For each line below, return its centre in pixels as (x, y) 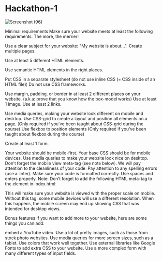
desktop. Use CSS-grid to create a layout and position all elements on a (76, 118)
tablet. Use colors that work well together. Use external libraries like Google (80, 243)
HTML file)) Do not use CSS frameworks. (46, 84)
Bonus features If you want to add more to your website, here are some (76, 218)
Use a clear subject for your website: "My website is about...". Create (74, 46)
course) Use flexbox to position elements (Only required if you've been (76, 129)
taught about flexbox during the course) (45, 134)
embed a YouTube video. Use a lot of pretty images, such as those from (77, 232)
